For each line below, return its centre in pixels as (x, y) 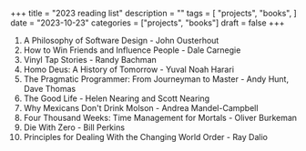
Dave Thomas (50, 89)
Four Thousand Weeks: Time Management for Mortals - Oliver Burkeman (160, 118)
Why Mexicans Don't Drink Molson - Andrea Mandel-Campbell (141, 108)
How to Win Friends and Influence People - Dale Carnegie (132, 50)
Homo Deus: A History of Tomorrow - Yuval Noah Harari (129, 69)
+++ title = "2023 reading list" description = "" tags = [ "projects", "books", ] (153, 13)
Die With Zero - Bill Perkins (74, 127)
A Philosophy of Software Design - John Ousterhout (121, 40)
